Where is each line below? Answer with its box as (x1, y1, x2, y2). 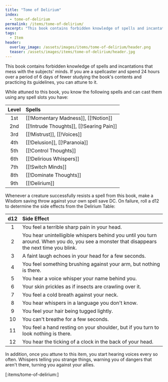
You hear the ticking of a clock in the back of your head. (22, 338, 153, 345)
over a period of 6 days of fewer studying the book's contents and (5, 74, 142, 80)
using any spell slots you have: (5, 94, 68, 100)
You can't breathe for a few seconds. (22, 315, 109, 322)
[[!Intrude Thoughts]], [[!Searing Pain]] (25, 122, 117, 129)
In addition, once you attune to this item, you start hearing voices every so (5, 351, 158, 357)
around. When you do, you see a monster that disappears (22, 238, 157, 245)
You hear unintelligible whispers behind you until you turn (22, 232, 157, 239)
